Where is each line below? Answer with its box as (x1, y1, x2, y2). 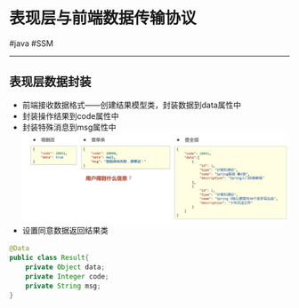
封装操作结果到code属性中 (21, 110, 119, 121)
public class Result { (9, 254, 90, 263)
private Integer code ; (25, 272, 109, 281)
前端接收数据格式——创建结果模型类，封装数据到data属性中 (21, 99, 242, 110)
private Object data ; (25, 263, 105, 272)
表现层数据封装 (9, 75, 92, 90)
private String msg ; (25, 281, 101, 290)
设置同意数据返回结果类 (21, 225, 109, 236)
